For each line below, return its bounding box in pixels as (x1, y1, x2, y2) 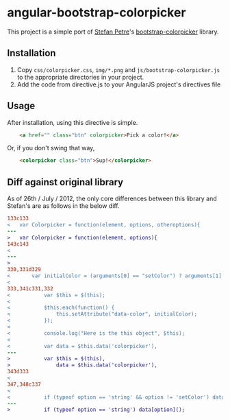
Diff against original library (7, 176, 124, 188)
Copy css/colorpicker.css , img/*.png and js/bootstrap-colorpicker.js (16, 65, 220, 73)
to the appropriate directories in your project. (16, 73, 144, 81)
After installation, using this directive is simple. (7, 118, 138, 126)
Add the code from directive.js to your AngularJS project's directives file (16, 80, 221, 89)
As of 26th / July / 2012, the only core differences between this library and (7, 194, 217, 203)
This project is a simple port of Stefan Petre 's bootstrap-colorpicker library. (7, 27, 219, 36)
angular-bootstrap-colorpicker (7, 5, 186, 21)
